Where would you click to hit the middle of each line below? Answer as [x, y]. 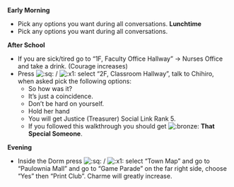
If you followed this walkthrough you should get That [121, 126]
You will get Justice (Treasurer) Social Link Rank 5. [102, 119]
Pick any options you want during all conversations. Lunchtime [109, 24]
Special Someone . [55, 134]
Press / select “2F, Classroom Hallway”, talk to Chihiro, [116, 74]
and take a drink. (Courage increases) [73, 66]
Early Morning [29, 10]
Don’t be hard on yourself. [66, 104]
